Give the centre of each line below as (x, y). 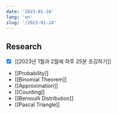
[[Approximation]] (36, 86)
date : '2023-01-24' (30, 12)
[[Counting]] (30, 92)
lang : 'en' (19, 17)
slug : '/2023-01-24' (32, 22)
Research (24, 46)
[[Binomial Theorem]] (40, 80)
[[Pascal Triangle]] (37, 105)
